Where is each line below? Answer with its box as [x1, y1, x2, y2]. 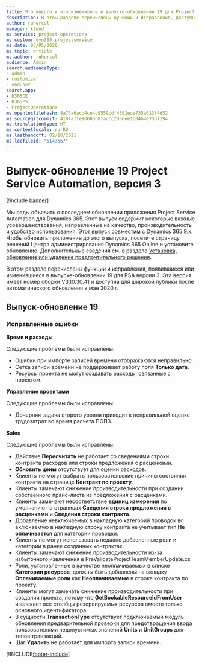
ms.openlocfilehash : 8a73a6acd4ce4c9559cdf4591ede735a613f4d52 [6, 110, 168, 116]
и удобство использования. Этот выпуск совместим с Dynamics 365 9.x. [6, 228, 193, 235]
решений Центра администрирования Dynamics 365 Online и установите [6, 240, 194, 248]
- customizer [6, 76, 39, 82]
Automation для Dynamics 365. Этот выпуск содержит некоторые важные [6, 215, 195, 222]
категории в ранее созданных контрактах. [14, 543, 124, 550]
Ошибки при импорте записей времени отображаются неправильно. [14, 357, 194, 364]
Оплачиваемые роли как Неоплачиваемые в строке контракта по [14, 575, 188, 582]
